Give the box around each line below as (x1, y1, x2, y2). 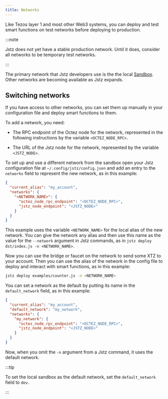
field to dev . (5, 379, 29, 385)
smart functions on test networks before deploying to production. (5, 26, 141, 33)
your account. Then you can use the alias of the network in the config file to (5, 258, 163, 264)
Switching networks (5, 91, 70, 100)
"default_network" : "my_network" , (10, 307, 82, 312)
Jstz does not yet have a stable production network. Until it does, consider (5, 46, 160, 52)
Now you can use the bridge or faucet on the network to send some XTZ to (5, 253, 161, 259)
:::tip (5, 364, 15, 370)
